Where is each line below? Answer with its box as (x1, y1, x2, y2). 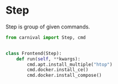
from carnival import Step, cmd (5, 34, 86, 40)
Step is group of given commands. (5, 23, 91, 30)
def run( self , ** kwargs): (16, 56, 81, 62)
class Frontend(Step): (5, 50, 62, 56)
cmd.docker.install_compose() (27, 72, 102, 79)
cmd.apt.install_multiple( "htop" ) (27, 62, 113, 67)
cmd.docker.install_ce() (27, 67, 89, 73)
